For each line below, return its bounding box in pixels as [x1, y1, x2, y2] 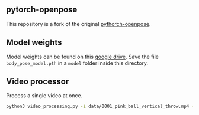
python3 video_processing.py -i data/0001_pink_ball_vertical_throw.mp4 [6, 103, 190, 110]
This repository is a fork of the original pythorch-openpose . [6, 20, 151, 27]
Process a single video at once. [6, 92, 83, 99]
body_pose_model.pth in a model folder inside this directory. [6, 59, 149, 67]
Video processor [6, 77, 69, 87]
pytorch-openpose [6, 5, 78, 15]
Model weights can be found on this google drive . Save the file [6, 53, 159, 60]
